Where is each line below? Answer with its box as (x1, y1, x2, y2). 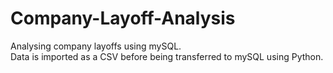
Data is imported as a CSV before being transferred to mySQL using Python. (10, 50, 324, 62)
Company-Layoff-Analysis (10, 7, 236, 30)
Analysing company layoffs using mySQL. (10, 40, 182, 52)
